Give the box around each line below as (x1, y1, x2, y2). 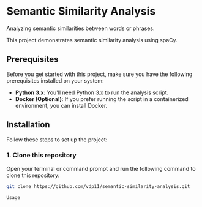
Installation (6, 119, 50, 130)
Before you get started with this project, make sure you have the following (6, 70, 193, 78)
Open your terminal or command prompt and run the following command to (6, 165, 196, 172)
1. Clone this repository (6, 151, 77, 160)
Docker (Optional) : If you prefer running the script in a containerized (15, 95, 189, 102)
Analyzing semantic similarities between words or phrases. (6, 24, 155, 32)
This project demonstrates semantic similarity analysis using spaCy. (6, 36, 178, 43)
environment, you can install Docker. (15, 102, 108, 109)
